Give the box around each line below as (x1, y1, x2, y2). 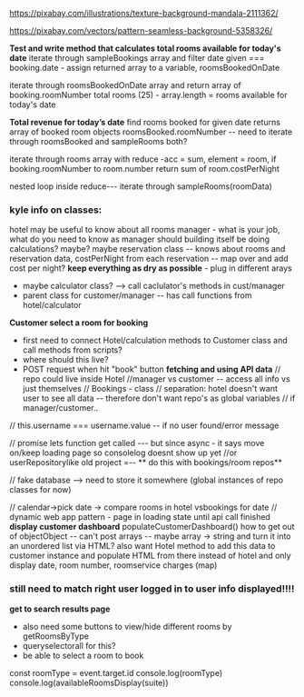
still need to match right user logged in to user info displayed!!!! (9, 582, 295, 595)
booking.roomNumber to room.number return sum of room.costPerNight (9, 164, 279, 174)
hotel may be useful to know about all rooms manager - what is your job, (9, 224, 280, 235)
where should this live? (22, 354, 109, 365)
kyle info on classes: (9, 204, 103, 216)
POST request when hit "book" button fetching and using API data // (22, 363, 281, 375)
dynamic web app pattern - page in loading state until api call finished (9, 512, 270, 523)
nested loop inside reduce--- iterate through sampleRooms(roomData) (9, 181, 272, 192)
